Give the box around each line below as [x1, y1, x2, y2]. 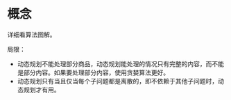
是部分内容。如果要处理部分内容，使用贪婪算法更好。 [17, 68, 170, 77]
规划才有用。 [23, 86, 60, 94]
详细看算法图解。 [7, 30, 56, 39]
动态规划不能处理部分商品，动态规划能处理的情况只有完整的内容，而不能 [17, 59, 224, 68]
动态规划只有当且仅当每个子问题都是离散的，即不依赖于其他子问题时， [17, 77, 219, 85]
